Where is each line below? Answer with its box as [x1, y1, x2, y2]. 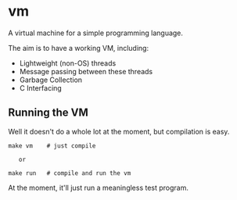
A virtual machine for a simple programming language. [8, 28, 184, 37]
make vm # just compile [8, 141, 96, 150]
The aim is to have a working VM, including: [8, 43, 149, 52]
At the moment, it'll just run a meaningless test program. [8, 183, 189, 192]
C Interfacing [19, 83, 63, 92]
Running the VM [8, 106, 88, 120]
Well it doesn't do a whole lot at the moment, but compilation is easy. [8, 127, 230, 136]
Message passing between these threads [19, 66, 153, 76]
